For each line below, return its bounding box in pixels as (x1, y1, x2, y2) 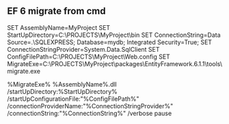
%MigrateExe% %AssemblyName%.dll (7, 80, 118, 88)
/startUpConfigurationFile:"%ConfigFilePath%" (7, 95, 139, 103)
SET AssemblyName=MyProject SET (7, 23, 111, 31)
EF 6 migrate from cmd (7, 5, 106, 17)
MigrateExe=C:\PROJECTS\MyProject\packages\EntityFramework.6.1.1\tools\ (7, 59, 223, 67)
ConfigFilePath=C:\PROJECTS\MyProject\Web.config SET (7, 52, 171, 61)
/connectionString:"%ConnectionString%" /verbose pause (7, 109, 172, 117)
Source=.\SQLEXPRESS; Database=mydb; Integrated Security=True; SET (7, 37, 213, 46)
